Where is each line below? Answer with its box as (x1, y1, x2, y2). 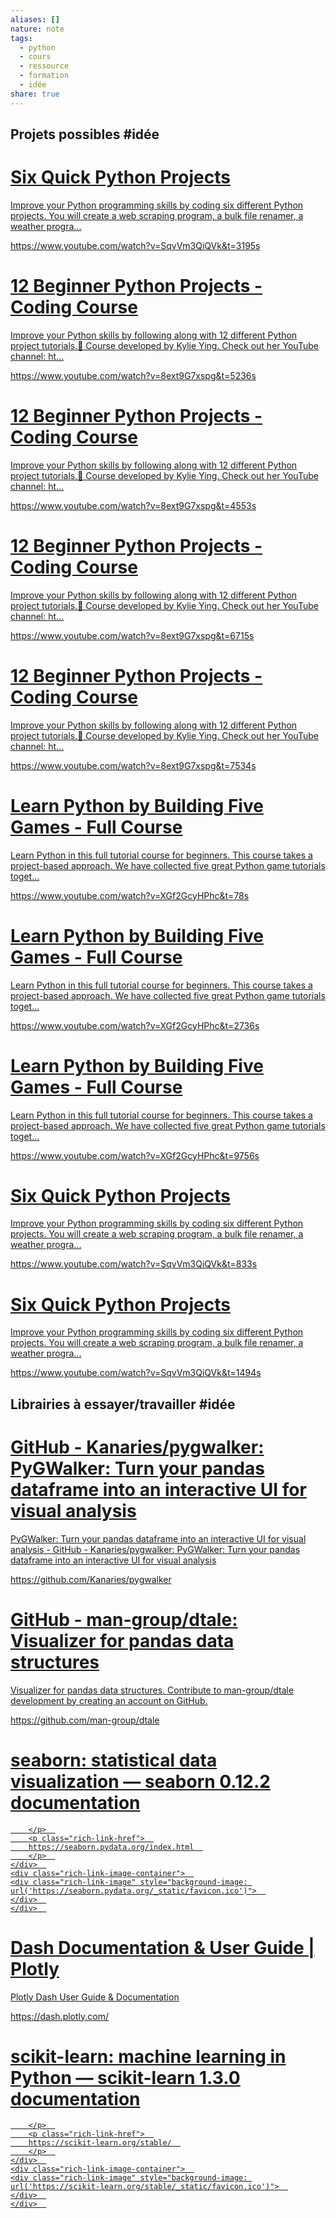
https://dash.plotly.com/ (10, 2010, 110, 2022)
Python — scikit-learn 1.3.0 (10, 2066, 241, 2089)
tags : (10, 33, 33, 43)
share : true (10, 89, 60, 99)
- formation (19, 71, 70, 81)
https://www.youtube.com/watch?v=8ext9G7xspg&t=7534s (10, 759, 257, 771)
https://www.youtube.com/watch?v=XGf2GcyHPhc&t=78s (10, 889, 250, 901)
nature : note (10, 24, 65, 34)
